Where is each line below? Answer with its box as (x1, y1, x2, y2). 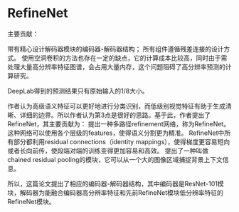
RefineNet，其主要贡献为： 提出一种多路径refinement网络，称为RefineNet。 (7, 119, 230, 128)
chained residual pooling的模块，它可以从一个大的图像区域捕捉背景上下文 (7, 155, 223, 163)
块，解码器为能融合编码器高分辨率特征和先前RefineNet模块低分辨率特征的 (7, 188, 224, 197)
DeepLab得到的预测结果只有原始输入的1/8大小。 (7, 86, 149, 95)
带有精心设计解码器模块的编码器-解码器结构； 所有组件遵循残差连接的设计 (7, 44, 224, 53)
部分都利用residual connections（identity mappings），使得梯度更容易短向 (13, 137, 230, 146)
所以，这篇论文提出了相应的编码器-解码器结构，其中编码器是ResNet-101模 (7, 179, 224, 188)
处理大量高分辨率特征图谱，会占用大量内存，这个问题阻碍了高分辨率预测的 (7, 62, 225, 71)
